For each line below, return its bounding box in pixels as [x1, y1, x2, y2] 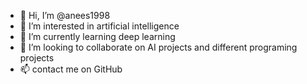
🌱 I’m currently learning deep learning [19, 31, 176, 42]
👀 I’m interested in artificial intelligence [19, 20, 180, 32]
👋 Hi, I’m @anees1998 [19, 10, 111, 21]
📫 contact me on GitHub [19, 63, 123, 75]
